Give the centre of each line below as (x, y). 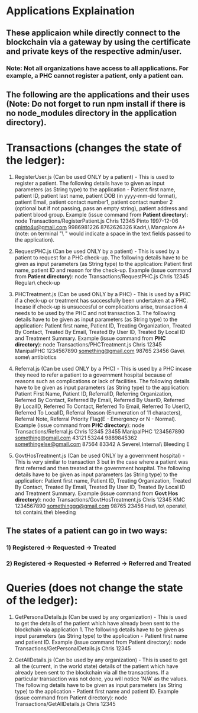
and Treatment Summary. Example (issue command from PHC (90, 338)
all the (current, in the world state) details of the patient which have (96, 666)
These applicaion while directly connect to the (93, 33)
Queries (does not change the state (95, 588)
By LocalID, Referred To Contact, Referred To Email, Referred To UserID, (102, 406)
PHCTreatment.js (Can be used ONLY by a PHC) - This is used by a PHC (103, 294)
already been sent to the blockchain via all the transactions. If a (92, 672)
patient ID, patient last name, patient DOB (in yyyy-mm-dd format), (96, 195)
